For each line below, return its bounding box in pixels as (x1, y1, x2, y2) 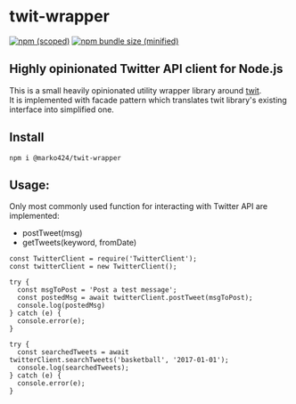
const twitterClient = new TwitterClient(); (9, 263, 177, 271)
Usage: (9, 177, 51, 192)
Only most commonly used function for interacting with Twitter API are (9, 201, 268, 212)
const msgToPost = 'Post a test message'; (17, 286, 177, 295)
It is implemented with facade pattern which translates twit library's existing (9, 94, 287, 105)
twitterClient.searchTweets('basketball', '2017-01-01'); (9, 356, 229, 365)
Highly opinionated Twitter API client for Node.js (9, 61, 284, 77)
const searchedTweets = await (17, 348, 129, 357)
